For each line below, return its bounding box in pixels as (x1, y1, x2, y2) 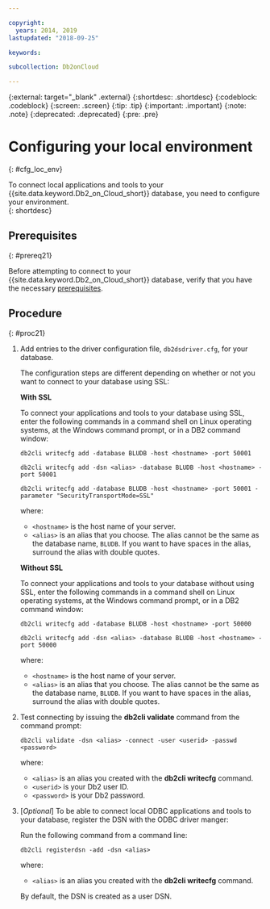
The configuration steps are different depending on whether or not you (19, 368, 255, 378)
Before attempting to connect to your (8, 266, 131, 275)
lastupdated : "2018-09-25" (8, 34, 99, 42)
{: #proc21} (8, 328, 46, 337)
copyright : (8, 19, 45, 27)
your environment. (8, 197, 69, 207)
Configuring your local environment (8, 138, 253, 156)
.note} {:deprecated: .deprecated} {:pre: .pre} (8, 110, 159, 119)
